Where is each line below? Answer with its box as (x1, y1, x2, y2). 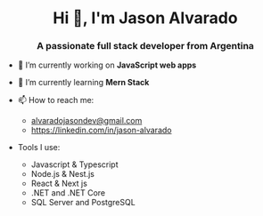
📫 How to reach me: (17, 95, 95, 106)
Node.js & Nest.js (30, 169, 95, 180)
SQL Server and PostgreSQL (30, 197, 136, 208)
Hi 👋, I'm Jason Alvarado (53, 8, 238, 28)
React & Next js (30, 178, 87, 189)
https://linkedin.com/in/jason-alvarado (30, 124, 172, 136)
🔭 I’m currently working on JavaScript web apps (17, 60, 197, 70)
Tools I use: (17, 142, 61, 153)
